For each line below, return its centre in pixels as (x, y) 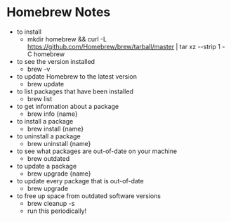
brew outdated (48, 158)
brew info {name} (52, 114)
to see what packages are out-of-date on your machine (97, 151)
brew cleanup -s (51, 203)
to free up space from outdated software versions (88, 196)
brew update (46, 84)
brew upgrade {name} (59, 174)
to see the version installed (56, 61)
